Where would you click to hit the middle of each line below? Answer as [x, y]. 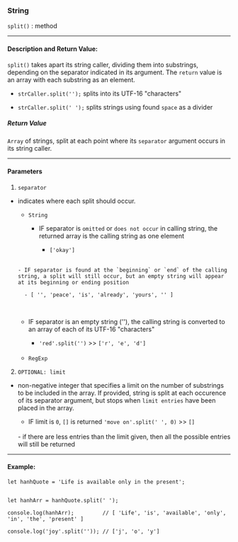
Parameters [25, 171]
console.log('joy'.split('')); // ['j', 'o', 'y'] [84, 531]
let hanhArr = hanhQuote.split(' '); [63, 500]
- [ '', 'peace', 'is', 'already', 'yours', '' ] [99, 295]
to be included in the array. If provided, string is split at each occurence [122, 393]
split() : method [33, 26]
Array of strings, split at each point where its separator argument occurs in [116, 141]
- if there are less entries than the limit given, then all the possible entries [124, 437]
